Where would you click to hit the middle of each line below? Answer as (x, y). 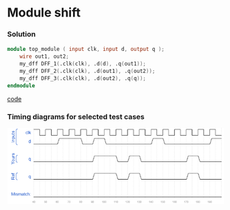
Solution (22, 34)
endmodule (21, 85)
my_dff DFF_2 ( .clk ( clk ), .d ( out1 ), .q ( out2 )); (87, 71)
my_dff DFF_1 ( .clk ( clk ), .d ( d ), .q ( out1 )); (83, 64)
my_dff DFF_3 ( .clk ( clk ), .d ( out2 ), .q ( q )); (83, 78)
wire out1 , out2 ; (44, 56)
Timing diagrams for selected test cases (76, 116)
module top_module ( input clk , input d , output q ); (86, 50)
